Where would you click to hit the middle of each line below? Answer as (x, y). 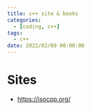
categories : (24, 20)
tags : (15, 33)
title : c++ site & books (43, 13)
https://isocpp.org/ (44, 99)
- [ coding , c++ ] (37, 26)
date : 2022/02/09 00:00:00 (46, 46)
